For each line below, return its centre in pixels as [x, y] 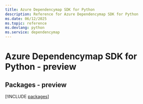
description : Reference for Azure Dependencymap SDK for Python [72, 14]
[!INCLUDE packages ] [27, 96]
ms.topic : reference [26, 23]
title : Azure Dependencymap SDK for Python [50, 10]
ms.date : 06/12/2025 [26, 19]
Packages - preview [36, 85]
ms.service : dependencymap [32, 32]
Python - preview [41, 67]
